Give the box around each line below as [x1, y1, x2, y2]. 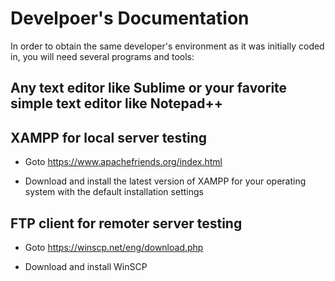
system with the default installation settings [24, 186, 204, 198]
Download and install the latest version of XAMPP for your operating [24, 175, 307, 187]
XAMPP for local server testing [10, 129, 208, 146]
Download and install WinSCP [24, 260, 148, 272]
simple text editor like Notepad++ [10, 95, 223, 112]
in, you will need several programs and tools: [10, 50, 195, 62]
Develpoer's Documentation [10, 7, 250, 30]
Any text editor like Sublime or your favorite [10, 80, 288, 97]
